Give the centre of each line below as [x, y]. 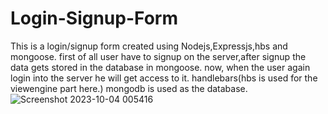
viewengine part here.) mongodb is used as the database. [129, 88]
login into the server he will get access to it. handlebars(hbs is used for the [164, 78]
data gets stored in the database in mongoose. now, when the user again [160, 67]
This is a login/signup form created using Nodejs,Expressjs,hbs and [149, 46]
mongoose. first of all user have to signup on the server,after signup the [158, 56]
